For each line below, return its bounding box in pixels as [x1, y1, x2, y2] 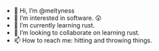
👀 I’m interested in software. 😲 [13, 14, 102, 22]
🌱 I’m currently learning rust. [13, 21, 95, 29]
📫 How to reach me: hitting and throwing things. [13, 37, 153, 44]
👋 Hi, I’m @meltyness [13, 7, 75, 14]
